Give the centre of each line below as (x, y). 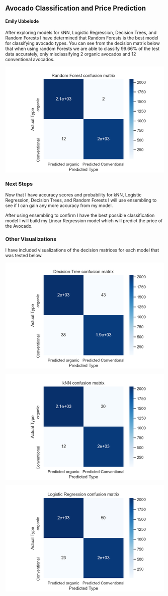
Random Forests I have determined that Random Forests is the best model (82, 38)
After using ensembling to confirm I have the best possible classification (80, 215)
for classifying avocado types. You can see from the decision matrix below (82, 43)
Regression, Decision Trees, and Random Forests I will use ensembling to (81, 200)
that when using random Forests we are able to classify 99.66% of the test (82, 48)
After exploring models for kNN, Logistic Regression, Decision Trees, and (81, 32)
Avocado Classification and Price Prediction (76, 8)
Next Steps (19, 184)
